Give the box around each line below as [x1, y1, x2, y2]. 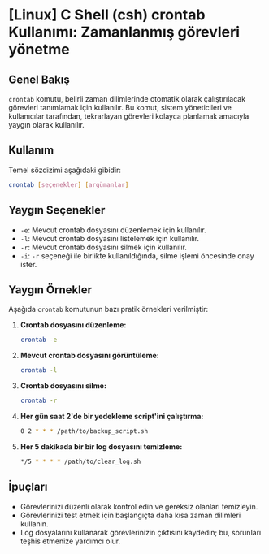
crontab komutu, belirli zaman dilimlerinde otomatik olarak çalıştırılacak [8, 94, 246, 103]
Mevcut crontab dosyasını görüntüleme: [20, 351, 160, 361]
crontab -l [20, 366, 58, 374]
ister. [20, 259, 37, 269]
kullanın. [20, 518, 49, 529]
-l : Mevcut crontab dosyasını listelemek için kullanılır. [20, 233, 199, 243]
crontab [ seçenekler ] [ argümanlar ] [8, 180, 129, 188]
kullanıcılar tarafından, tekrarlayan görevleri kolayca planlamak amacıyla [8, 111, 249, 121]
